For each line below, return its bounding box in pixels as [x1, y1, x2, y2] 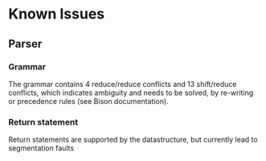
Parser [8, 37, 43, 51]
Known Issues [8, 5, 105, 23]
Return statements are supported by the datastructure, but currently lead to [8, 134, 259, 145]
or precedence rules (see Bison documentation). [8, 96, 169, 105]
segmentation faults [8, 143, 75, 153]
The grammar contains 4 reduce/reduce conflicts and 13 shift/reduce [8, 79, 237, 89]
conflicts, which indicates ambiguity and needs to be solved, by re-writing [8, 88, 254, 97]
